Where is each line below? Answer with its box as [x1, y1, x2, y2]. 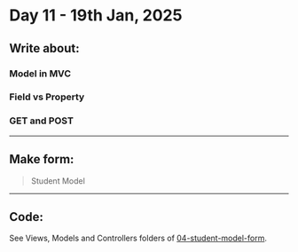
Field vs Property [9, 91, 85, 103]
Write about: [9, 41, 80, 56]
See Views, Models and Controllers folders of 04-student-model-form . [9, 232, 268, 244]
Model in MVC [9, 67, 72, 80]
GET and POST [9, 114, 74, 127]
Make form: [9, 152, 74, 167]
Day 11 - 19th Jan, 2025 [9, 5, 183, 26]
